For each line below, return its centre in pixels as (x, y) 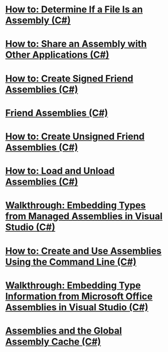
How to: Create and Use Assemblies (83, 251)
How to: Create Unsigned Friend (75, 136)
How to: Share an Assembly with (76, 44)
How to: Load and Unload (60, 171)
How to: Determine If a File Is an (74, 10)
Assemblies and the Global (64, 331)
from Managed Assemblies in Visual (84, 216)
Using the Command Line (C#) (71, 262)
